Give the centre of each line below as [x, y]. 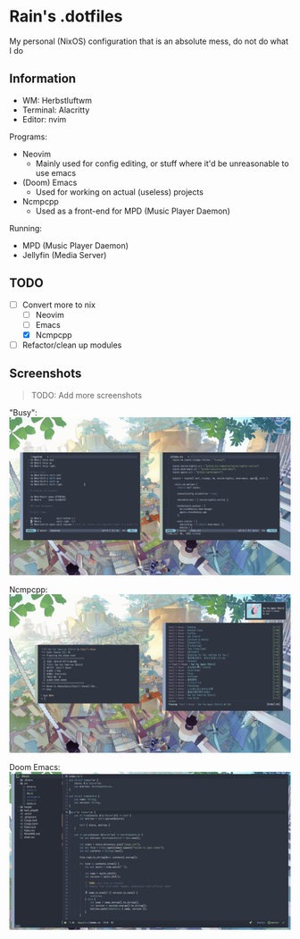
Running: [26, 228]
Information [43, 79]
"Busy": [23, 412]
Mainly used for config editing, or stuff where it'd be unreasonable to [162, 163]
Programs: [28, 137]
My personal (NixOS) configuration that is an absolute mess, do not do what [149, 41]
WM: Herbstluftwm [57, 100]
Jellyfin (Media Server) [64, 255]
